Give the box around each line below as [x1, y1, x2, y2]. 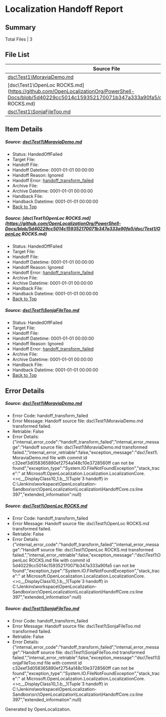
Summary [5, 23, 36, 32]
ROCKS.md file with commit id [29, 557, 90, 563]
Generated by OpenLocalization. [5, 706, 71, 713]
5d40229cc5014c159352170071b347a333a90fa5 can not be [12, 563, 135, 569]
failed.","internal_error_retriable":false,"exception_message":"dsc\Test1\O [12, 552, 161, 558]
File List [5, 50, 30, 59]
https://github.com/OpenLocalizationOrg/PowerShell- [6, 220, 121, 226]
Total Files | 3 [5, 36, 33, 42]
